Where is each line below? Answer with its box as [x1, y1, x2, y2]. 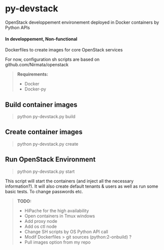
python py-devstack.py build [17, 113, 75, 119]
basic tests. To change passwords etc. [5, 188, 83, 194]
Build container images [5, 100, 78, 109]
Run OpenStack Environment [5, 155, 96, 164]
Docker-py [24, 86, 46, 92]
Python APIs [5, 24, 31, 30]
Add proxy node [24, 218, 58, 224]
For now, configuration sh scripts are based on [5, 56, 100, 62]
